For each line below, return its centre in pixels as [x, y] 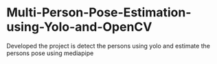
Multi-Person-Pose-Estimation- [99, 13]
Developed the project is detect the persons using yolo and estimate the [108, 46]
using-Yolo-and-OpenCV [79, 27]
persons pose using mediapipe [50, 53]
